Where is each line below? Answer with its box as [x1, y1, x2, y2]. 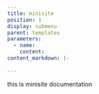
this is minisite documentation [7, 80, 93, 88]
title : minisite [7, 10, 54, 17]
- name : [13, 42, 36, 49]
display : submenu [7, 23, 57, 30]
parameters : [7, 36, 42, 43]
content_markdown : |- [7, 55, 70, 62]
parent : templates [7, 29, 60, 36]
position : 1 [7, 16, 42, 23]
